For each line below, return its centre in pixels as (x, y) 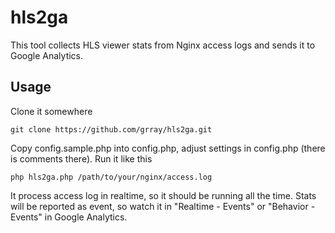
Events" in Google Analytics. (69, 217)
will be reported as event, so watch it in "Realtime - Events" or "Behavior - (163, 206)
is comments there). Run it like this (81, 158)
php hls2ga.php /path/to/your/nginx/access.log (111, 177)
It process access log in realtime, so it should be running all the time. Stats (163, 195)
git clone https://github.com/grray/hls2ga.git (111, 129)
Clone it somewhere (51, 111)
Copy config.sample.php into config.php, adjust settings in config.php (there (168, 148)
